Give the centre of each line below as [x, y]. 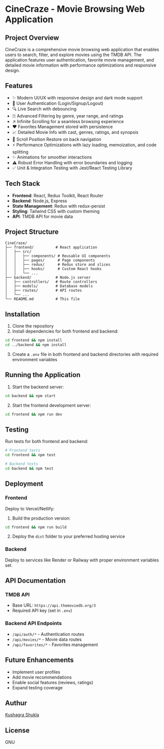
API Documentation [35, 581]
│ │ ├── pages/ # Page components [50, 260]
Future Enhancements [40, 660]
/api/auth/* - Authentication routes [48, 634]
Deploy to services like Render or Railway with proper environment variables [82, 560]
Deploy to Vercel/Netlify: [30, 508]
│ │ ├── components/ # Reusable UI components [58, 256]
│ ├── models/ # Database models [49, 286]
